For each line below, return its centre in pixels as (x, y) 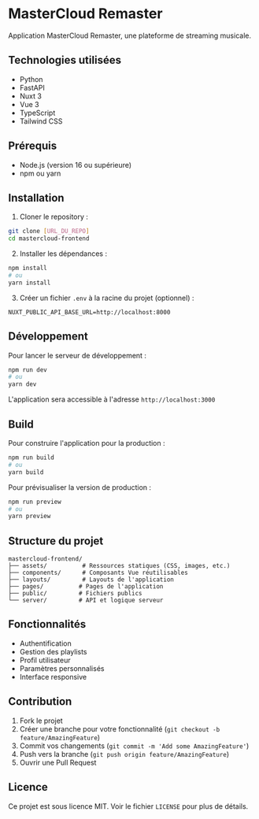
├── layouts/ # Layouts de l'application (91, 580)
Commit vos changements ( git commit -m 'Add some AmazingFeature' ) (134, 746)
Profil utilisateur (45, 660)
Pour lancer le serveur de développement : (78, 355)
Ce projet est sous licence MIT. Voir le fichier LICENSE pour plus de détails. (128, 806)
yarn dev (22, 384)
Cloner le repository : (54, 217)
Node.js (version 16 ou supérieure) (76, 165)
